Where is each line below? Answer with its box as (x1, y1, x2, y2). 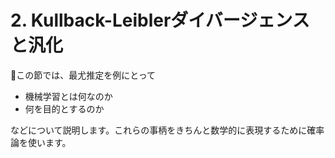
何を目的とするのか (24, 102, 105, 115)
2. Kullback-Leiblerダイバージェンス (10, 9, 310, 32)
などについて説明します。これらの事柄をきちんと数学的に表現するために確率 (10, 124, 325, 136)
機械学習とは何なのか (24, 90, 113, 102)
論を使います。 (10, 136, 72, 148)
